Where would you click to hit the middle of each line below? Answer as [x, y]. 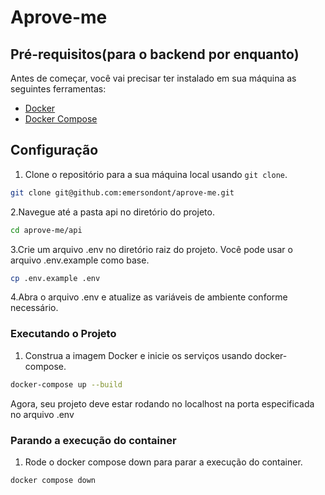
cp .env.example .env [55, 278]
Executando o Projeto [63, 334]
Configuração [54, 150]
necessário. [34, 308]
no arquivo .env [42, 414]
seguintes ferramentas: [58, 89]
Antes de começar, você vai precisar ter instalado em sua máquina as [153, 78]
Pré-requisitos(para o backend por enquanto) [155, 54]
